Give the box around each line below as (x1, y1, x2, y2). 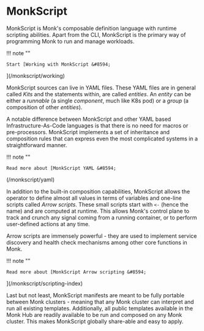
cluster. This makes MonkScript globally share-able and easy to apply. (6, 318, 184, 325)
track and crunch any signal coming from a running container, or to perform (6, 213, 197, 221)
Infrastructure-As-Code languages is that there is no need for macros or (6, 121, 189, 129)
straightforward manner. (6, 141, 67, 148)
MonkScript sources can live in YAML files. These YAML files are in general (6, 84, 196, 91)
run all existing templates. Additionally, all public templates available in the (6, 305, 193, 312)
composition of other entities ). (6, 103, 83, 111)
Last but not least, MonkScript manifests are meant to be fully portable (6, 291, 185, 299)
